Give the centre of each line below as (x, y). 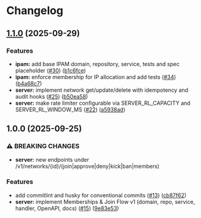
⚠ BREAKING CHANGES (43, 146)
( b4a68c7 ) (28, 83)
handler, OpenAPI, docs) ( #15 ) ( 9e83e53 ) (67, 208)
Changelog (35, 11)
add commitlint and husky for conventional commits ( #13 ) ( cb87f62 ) (101, 195)
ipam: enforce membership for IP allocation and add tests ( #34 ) (95, 77)
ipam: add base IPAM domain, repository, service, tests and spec (97, 64)
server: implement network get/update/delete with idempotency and (101, 90)
